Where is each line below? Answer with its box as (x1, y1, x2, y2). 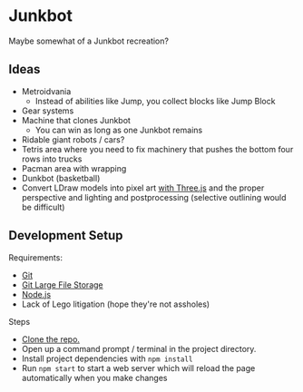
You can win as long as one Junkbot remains (34, 124, 203, 135)
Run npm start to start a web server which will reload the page (21, 362, 256, 373)
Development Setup (8, 228, 123, 243)
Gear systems (21, 105, 74, 116)
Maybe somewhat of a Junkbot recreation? (8, 35, 170, 46)
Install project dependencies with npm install (21, 353, 193, 364)
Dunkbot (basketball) (21, 172, 101, 183)
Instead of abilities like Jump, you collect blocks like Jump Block (34, 95, 276, 106)
